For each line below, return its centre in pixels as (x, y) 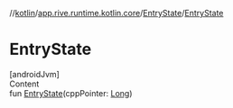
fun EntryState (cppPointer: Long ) (71, 93)
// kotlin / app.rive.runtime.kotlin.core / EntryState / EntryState (116, 13)
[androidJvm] (35, 74)
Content (24, 84)
